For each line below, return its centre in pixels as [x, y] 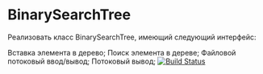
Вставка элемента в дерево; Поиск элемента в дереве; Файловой [122, 52]
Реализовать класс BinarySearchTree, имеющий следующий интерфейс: [132, 37]
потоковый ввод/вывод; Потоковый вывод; [82, 61]
